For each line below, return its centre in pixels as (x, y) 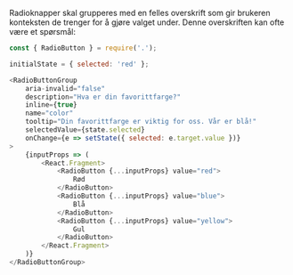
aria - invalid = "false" (65, 88)
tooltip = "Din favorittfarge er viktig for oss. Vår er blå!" (141, 122)
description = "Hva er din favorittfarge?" (103, 97)
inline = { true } (51, 105)
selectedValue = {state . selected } (85, 130)
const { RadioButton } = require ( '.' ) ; (83, 48)
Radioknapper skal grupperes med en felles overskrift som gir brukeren (140, 13)
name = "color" (49, 113)
